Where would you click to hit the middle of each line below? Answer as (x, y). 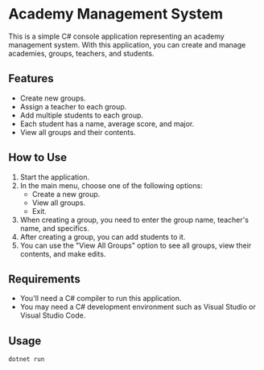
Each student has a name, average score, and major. (107, 123)
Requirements (44, 279)
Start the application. (55, 177)
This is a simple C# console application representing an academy (117, 36)
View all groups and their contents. (78, 132)
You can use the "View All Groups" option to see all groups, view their (136, 245)
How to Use (38, 158)
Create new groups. (53, 98)
